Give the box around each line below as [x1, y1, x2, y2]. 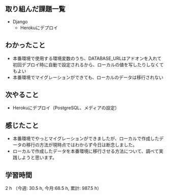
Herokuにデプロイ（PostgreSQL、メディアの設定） [12, 105, 120, 111]
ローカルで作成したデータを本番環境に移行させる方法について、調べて [12, 148, 159, 154]
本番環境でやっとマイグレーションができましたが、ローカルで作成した [12, 136, 159, 142]
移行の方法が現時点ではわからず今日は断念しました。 [26, 142, 138, 148]
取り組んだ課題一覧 [5, 5, 65, 14]
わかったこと [5, 41, 46, 50]
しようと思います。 [17, 154, 57, 161]
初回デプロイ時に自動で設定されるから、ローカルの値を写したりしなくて [12, 61, 164, 67]
